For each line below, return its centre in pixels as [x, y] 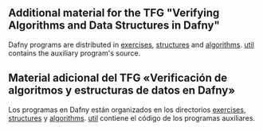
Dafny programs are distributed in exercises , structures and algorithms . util [131, 44]
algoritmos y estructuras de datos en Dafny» [122, 91]
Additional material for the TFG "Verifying [114, 13]
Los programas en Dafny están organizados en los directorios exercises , [127, 110]
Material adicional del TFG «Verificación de [118, 78]
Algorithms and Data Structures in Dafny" [114, 26]
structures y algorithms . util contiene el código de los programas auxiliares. [132, 118]
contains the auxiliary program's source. [75, 53]
